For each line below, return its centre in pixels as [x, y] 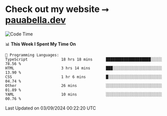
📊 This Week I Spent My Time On [40, 44]
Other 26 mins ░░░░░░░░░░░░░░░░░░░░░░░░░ [84, 85]
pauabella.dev [35, 20]
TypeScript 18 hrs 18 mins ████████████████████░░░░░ [84, 59]
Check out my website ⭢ [57, 9]
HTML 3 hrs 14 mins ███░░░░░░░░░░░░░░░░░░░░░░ [84, 68]
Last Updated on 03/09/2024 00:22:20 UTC [50, 108]
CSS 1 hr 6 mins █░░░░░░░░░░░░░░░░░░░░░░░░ [84, 77]
